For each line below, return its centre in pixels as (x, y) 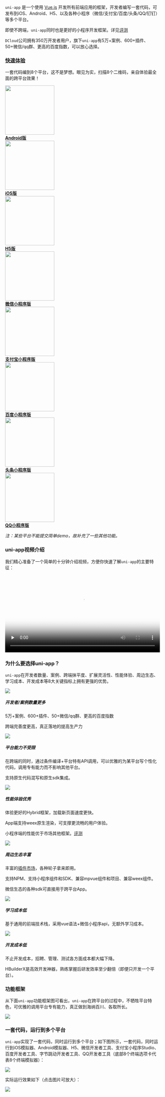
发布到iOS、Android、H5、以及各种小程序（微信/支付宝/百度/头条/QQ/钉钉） (82, 13)
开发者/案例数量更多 (25, 702)
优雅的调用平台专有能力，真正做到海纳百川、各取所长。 (74, 1007)
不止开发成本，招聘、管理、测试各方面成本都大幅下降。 (61, 958)
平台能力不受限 (20, 748)
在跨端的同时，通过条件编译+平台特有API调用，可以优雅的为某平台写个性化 (81, 761)
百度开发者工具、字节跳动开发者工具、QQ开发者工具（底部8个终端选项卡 (79, 1054)
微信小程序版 (18, 304)
